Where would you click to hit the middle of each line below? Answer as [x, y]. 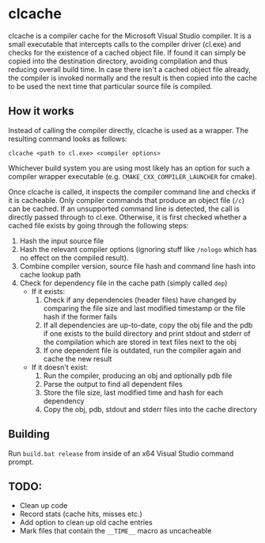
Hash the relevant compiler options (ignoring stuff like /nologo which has [138, 249]
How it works [41, 111]
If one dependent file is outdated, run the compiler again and [142, 350]
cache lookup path [50, 274]
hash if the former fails [80, 316]
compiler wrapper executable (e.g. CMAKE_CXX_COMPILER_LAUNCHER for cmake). [132, 176]
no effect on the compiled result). [74, 258]
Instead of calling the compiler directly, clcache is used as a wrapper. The [129, 130]
